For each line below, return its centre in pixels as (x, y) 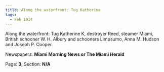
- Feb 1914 (21, 19)
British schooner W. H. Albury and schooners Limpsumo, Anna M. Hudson (82, 39)
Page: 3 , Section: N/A (28, 64)
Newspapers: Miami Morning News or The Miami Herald (65, 54)
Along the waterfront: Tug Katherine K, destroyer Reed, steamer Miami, (79, 34)
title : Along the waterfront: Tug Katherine (53, 10)
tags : (11, 15)
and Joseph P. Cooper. (29, 45)
